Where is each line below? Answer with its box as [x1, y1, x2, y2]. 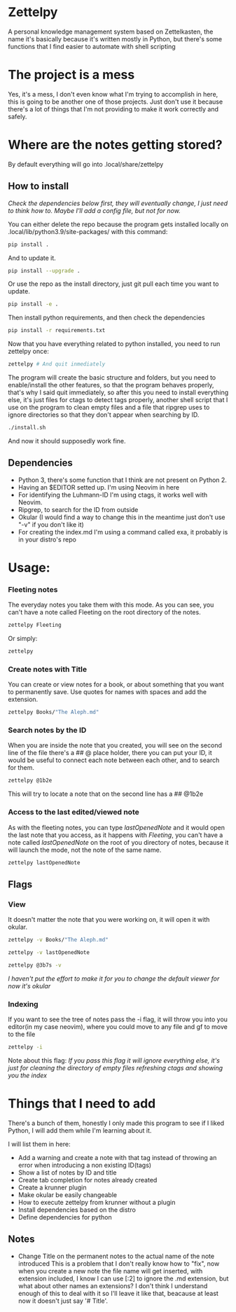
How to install [8, 180, 69, 193]
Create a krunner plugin [18, 1183, 87, 1192]
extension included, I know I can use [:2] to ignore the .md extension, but [18, 1274, 229, 1283]
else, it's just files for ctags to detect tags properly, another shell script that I [8, 396, 228, 403]
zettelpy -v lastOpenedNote [8, 949, 90, 956]
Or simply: [8, 635, 38, 643]
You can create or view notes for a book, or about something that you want [8, 680, 225, 689]
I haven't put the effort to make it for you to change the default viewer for [8, 974, 220, 983]
